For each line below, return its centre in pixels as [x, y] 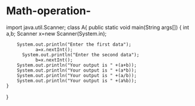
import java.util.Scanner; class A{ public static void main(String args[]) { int [97, 27]
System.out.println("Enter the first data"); [74, 44]
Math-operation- [48, 11]
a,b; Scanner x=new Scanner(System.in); [56, 33]
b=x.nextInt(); [54, 60]
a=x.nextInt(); [54, 49]
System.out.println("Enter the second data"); [81, 54]
